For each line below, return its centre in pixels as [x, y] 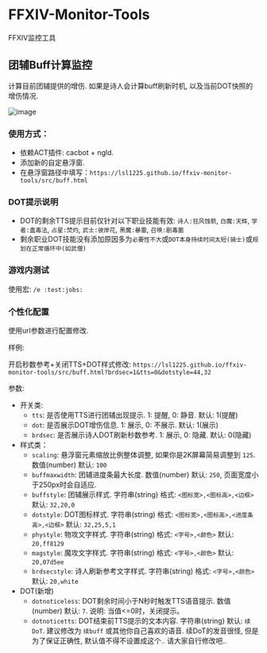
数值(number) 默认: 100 [69, 464]
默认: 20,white [55, 581]
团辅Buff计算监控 [50, 65]
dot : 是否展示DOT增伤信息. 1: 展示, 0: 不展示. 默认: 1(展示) [125, 425]
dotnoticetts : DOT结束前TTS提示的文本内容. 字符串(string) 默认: [137, 620]
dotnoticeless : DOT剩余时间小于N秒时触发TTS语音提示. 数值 [131, 601]
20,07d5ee [48, 562]
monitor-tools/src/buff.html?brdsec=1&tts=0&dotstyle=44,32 [110, 372]
